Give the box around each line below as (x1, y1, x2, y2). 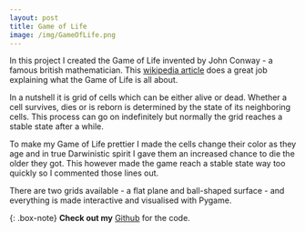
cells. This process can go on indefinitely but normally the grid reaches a (9, 111, 283, 123)
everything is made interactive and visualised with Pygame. (9, 195, 232, 206)
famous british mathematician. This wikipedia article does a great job (9, 65, 268, 76)
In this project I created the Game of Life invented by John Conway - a (9, 55, 273, 66)
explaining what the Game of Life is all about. (9, 75, 178, 86)
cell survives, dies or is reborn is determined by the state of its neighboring (9, 102, 291, 113)
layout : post (9, 13, 59, 23)
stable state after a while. (9, 121, 105, 132)
